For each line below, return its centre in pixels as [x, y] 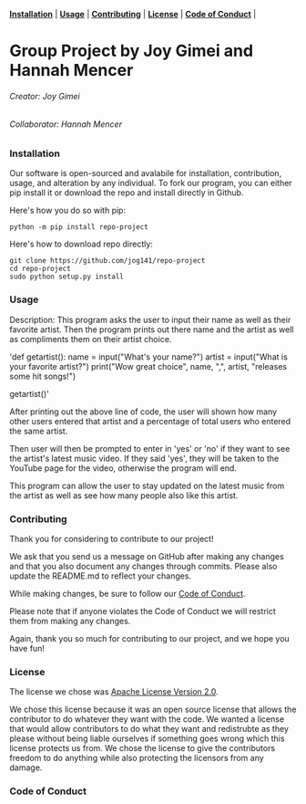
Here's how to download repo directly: [81, 244]
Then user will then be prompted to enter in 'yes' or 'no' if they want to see [150, 448]
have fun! [27, 648]
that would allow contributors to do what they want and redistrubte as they [149, 729]
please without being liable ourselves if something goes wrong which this [147, 738]
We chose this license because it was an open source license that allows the [153, 710]
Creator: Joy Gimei [45, 96]
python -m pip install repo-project [79, 227]
